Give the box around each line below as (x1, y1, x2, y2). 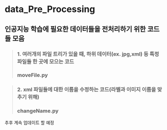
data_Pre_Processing (5, 4, 95, 15)
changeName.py (17, 107, 59, 114)
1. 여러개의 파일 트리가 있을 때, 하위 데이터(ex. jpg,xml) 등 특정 (17, 50, 159, 57)
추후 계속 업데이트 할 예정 (5, 119, 55, 125)
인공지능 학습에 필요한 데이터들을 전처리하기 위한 (5, 25, 146, 33)
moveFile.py (17, 72, 48, 79)
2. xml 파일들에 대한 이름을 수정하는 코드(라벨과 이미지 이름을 (17, 86, 156, 93)
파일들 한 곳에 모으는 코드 (17, 58, 74, 65)
